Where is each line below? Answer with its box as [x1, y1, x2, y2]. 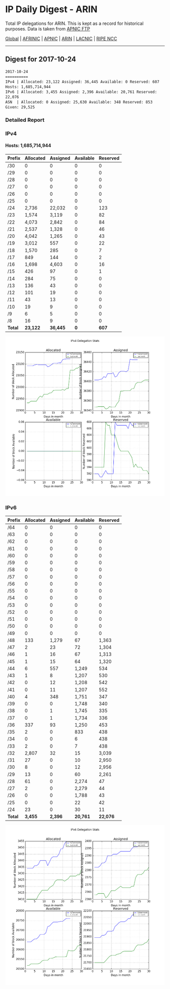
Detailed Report [5, 116, 45, 123]
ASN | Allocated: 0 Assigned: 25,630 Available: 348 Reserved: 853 [5, 99, 153, 104]
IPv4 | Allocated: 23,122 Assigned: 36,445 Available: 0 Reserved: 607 [5, 79, 159, 84]
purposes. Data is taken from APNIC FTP [5, 25, 90, 31]
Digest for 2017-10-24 [5, 55, 76, 64]
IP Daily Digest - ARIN [5, 4, 98, 15]
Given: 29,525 [5, 104, 35, 110]
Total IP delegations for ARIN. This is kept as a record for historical [5, 20, 144, 26]
